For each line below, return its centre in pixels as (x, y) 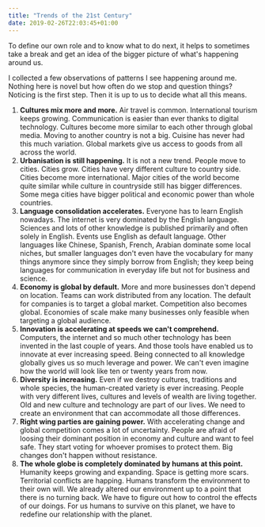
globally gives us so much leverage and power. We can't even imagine (134, 362)
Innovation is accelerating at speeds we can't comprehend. (119, 329)
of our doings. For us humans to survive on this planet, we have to (127, 506)
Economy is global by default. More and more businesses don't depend (137, 287)
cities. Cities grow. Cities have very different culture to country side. (130, 169)
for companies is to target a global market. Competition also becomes (133, 304)
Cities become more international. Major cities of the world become (129, 177)
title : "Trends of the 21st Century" (70, 15)
